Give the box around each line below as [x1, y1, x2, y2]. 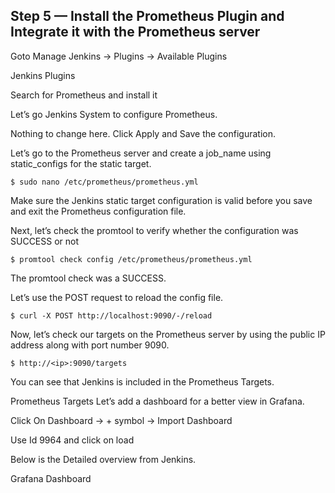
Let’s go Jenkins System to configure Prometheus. [10, 108, 218, 120]
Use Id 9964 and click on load [10, 434, 135, 446]
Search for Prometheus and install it [10, 89, 158, 101]
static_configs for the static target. [10, 157, 152, 169]
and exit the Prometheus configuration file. [10, 205, 187, 217]
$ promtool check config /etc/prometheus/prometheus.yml [10, 254, 253, 264]
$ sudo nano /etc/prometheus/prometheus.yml [10, 177, 199, 187]
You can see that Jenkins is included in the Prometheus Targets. [10, 375, 275, 388]
